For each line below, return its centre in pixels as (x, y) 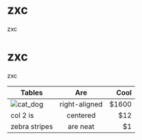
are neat (81, 126)
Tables (32, 93)
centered (81, 115)
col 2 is (22, 115)
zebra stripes (32, 126)
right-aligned (81, 104)
